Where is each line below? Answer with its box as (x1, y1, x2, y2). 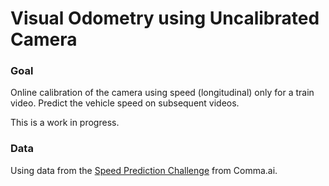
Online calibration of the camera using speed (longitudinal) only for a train (10, 87, 315, 99)
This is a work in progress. (10, 117, 120, 129)
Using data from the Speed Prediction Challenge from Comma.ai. (10, 164, 278, 176)
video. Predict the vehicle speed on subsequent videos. (10, 97, 240, 109)
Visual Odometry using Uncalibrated (10, 7, 320, 30)
